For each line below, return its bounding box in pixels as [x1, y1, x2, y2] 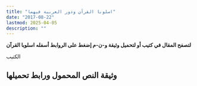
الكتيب [6, 53, 21, 60]
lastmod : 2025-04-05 [6, 20, 58, 26]
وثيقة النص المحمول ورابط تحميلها [6, 70, 117, 80]
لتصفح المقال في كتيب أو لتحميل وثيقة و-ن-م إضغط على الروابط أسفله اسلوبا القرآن [6, 42, 192, 49]
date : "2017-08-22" [6, 14, 55, 20]
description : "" [6, 25, 46, 31]
